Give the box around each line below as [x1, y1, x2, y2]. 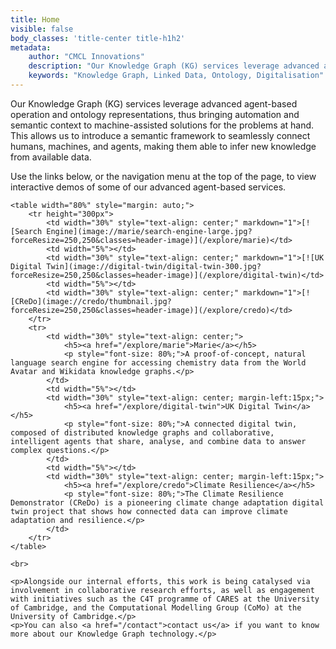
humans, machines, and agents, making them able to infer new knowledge [10, 140, 317, 152]
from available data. [10, 151, 92, 163]
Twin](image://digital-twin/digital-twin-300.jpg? [46, 261, 262, 271]
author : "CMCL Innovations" [28, 52, 145, 62]
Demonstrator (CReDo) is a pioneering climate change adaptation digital [10, 497, 325, 508]
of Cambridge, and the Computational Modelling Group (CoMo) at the [10, 602, 302, 613]
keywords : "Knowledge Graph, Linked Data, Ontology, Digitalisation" [28, 71, 325, 81]
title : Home [10, 14, 60, 25]
